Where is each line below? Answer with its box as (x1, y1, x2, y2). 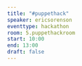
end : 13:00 (7, 42, 39, 49)
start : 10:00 (7, 36, 45, 43)
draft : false (7, 49, 45, 56)
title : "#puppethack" (7, 10, 70, 17)
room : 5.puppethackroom (7, 29, 76, 36)
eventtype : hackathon (7, 23, 70, 30)
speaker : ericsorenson (7, 16, 72, 23)
